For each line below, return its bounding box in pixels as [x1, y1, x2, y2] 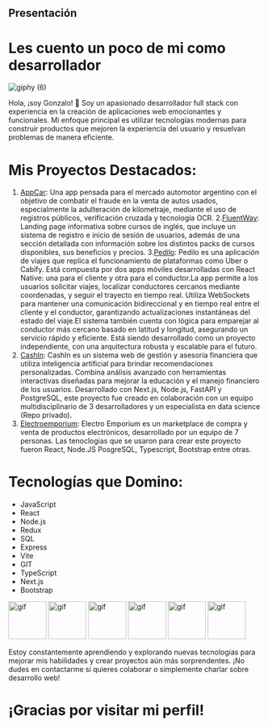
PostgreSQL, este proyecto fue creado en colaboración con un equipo [19, 393, 253, 403]
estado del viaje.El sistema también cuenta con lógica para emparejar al [19, 316, 260, 326]
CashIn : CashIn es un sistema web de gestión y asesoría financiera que [19, 350, 258, 360]
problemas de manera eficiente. [8, 132, 115, 142]
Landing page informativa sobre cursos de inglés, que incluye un [19, 222, 237, 232]
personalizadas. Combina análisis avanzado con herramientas [19, 367, 227, 378]
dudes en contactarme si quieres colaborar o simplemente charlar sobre [8, 665, 249, 675]
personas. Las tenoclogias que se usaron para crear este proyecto [19, 436, 241, 446]
